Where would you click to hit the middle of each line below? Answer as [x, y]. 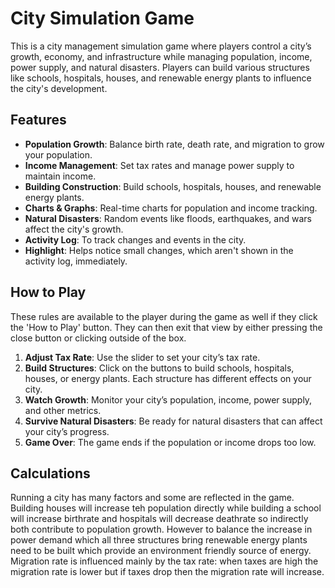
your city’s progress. [67, 431]
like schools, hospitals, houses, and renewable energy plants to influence [161, 78]
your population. [58, 154]
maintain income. [60, 176]
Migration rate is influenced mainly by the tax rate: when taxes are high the [164, 561]
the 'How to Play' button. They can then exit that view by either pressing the [166, 327]
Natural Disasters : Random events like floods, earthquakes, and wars [168, 218]
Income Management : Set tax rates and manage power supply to [159, 165]
